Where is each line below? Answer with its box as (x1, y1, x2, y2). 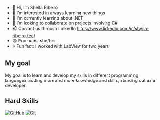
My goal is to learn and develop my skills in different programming (5, 72, 139, 78)
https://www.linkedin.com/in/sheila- (77, 26, 149, 31)
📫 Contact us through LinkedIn (12, 26, 76, 31)
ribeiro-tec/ (12, 33, 36, 39)
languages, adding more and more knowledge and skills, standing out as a (5, 77, 156, 83)
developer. (5, 82, 27, 88)
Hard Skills (5, 97, 39, 105)
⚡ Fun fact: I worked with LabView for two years (12, 43, 109, 49)
